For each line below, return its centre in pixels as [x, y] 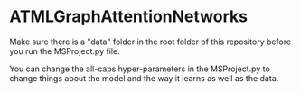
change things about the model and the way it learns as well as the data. [144, 78]
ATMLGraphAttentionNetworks [129, 17]
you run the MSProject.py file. [65, 51]
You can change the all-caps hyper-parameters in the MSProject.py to [140, 69]
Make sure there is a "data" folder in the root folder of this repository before [150, 42]
